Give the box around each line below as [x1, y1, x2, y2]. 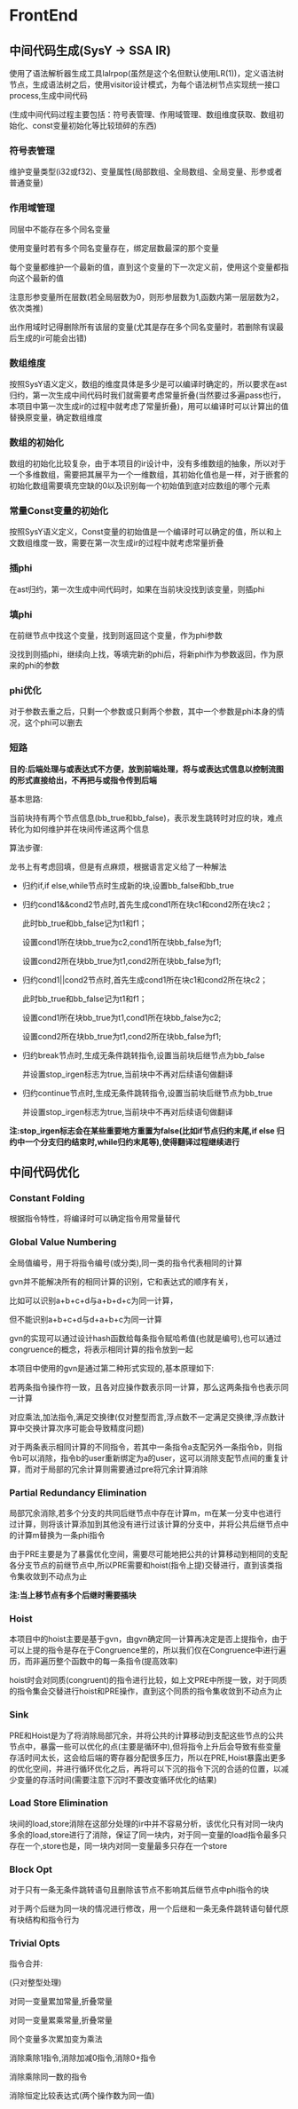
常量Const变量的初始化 [9, 505, 109, 517]
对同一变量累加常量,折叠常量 [9, 1996, 114, 2007]
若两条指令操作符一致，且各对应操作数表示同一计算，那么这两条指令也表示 [9, 1381, 281, 1392]
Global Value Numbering [9, 1236, 117, 1248]
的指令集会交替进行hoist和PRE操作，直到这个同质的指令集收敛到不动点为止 [9, 1686, 283, 1696]
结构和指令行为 [24, 1915, 80, 1925]
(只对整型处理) [9, 1977, 62, 1988]
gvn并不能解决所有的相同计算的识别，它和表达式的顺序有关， [9, 1276, 233, 1287]
